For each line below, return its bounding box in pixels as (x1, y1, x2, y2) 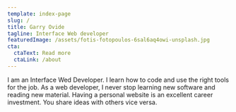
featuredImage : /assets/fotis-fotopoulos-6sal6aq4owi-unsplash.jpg (7, 37, 211, 44)
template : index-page (7, 10, 71, 18)
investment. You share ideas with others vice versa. (7, 98, 158, 106)
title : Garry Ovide (7, 23, 65, 30)
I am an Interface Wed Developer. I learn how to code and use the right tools (7, 75, 230, 84)
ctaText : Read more (13, 50, 71, 57)
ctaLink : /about (13, 56, 61, 63)
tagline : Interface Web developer (7, 30, 110, 37)
